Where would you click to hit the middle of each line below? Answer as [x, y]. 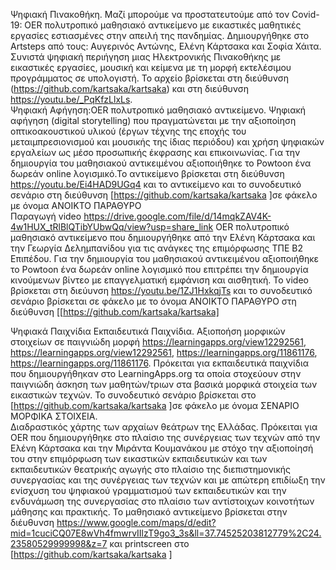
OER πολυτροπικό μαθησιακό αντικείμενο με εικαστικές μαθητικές [163, 25]
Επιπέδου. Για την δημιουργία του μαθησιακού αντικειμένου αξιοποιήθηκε [165, 258]
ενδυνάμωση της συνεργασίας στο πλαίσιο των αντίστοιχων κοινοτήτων [162, 501]
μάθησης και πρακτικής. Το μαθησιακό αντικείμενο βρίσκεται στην [149, 512]
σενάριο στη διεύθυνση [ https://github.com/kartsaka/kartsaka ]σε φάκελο [164, 195]
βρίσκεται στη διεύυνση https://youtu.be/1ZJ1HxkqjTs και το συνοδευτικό [161, 290]
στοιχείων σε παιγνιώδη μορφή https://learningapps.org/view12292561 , [158, 342]
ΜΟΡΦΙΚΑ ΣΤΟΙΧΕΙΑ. [54, 416]
